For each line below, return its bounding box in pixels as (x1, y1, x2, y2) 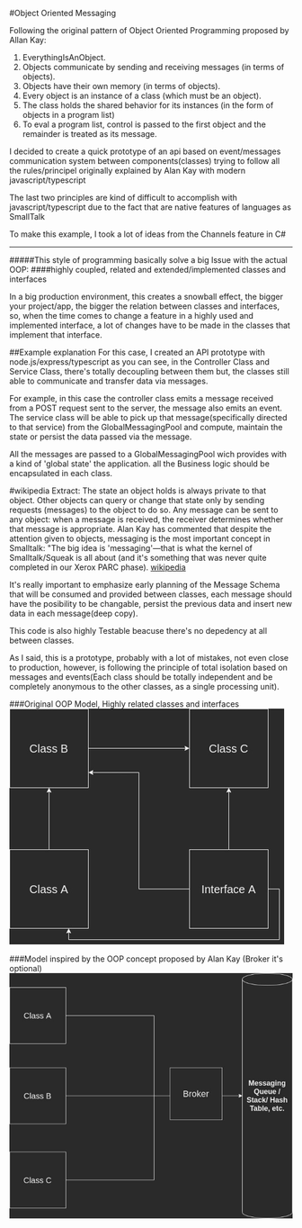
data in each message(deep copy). (9, 608, 138, 619)
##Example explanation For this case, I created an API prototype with (9, 347, 265, 357)
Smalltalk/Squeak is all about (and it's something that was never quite (9, 553, 267, 563)
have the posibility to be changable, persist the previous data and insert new (9, 599, 292, 609)
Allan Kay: (9, 35, 47, 45)
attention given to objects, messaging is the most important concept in (9, 533, 271, 544)
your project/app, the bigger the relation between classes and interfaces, (9, 301, 280, 312)
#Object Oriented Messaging (9, 8, 117, 18)
